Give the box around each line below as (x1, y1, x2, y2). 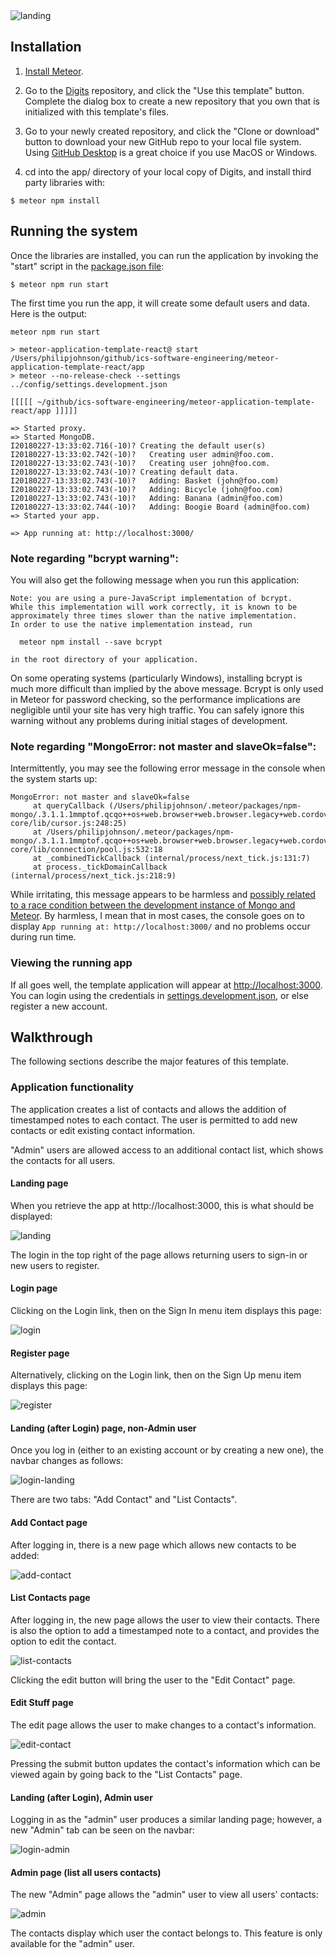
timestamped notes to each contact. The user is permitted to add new (10, 1114, 298, 1126)
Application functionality (10, 1080, 135, 1094)
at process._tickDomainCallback (32, 862, 168, 873)
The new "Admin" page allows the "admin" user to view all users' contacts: (10, 1889, 319, 1901)
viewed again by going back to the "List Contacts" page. (10, 1769, 243, 1781)
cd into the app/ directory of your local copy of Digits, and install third (24, 165, 312, 178)
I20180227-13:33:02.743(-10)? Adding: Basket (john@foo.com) (10, 475, 280, 486)
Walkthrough (10, 1029, 93, 1046)
